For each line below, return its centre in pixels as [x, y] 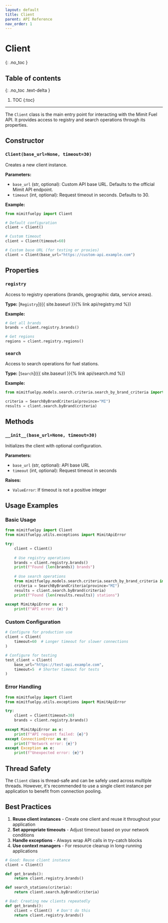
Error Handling [23, 687]
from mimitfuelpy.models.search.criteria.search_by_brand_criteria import [85, 392]
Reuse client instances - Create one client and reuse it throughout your [86, 819]
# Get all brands [23, 323]
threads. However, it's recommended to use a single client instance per [78, 786]
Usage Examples [32, 506]
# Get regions [20, 337]
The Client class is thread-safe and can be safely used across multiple [78, 780]
